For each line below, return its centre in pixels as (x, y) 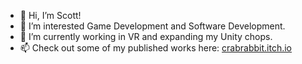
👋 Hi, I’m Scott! (50, 15)
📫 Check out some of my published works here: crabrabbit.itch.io (155, 48)
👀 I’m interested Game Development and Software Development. (152, 26)
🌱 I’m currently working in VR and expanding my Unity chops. (146, 36)
